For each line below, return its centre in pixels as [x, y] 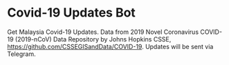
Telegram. [21, 54]
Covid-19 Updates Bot [72, 13]
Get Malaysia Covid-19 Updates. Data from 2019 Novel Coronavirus [103, 32]
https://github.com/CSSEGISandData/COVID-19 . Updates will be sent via [110, 46]
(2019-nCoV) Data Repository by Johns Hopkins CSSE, [93, 39]
